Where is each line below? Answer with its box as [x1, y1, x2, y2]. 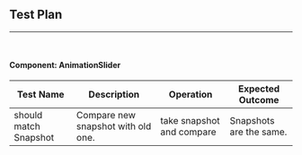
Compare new [75, 109, 137, 122]
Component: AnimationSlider [9, 60, 121, 71]
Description [88, 89, 140, 101]
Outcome [238, 94, 280, 107]
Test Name [16, 89, 65, 101]
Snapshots [229, 115, 275, 127]
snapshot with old [75, 120, 152, 133]
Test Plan [9, 7, 63, 22]
